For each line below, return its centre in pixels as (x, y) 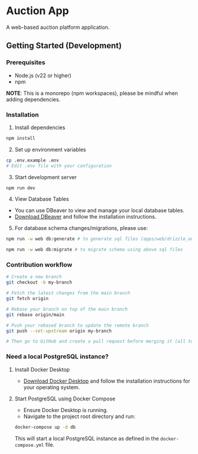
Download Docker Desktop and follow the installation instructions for (107, 381)
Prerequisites (26, 62)
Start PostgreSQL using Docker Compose (65, 399)
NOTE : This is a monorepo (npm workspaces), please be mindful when (92, 93)
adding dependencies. (33, 99)
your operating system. (52, 387)
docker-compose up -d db (45, 427)
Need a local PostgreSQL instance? (57, 357)
